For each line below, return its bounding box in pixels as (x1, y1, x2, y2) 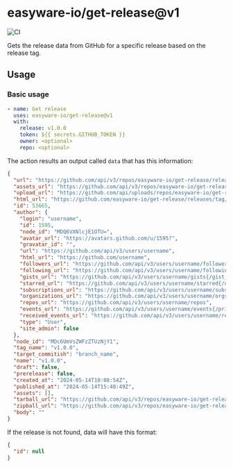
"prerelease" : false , (13, 370, 76, 377)
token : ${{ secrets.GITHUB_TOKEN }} (19, 131, 126, 138)
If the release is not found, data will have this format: (7, 428, 157, 436)
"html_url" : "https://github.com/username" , (19, 254, 150, 261)
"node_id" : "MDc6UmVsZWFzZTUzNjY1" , (13, 338, 119, 345)
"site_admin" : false (19, 325, 79, 332)
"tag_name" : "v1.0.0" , (13, 344, 79, 351)
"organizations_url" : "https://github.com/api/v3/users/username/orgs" (19, 293, 231, 300)
